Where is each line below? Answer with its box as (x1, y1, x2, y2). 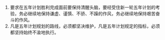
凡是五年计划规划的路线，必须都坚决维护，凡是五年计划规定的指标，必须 (10, 23, 160, 29)
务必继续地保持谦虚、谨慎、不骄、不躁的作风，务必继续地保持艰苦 (19, 10, 156, 16)
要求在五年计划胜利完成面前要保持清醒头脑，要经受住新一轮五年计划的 (10, 4, 156, 10)
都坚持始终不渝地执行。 (10, 29, 59, 35)
